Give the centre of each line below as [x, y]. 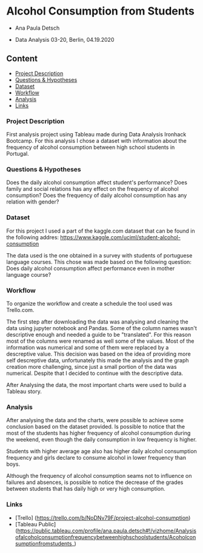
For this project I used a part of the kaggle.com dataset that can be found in [101, 231]
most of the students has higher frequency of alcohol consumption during [98, 433]
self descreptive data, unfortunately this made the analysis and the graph [98, 360]
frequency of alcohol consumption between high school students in [91, 147]
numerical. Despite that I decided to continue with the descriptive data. [95, 373]
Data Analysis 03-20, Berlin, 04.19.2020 [65, 39]
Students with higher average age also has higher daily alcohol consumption [101, 451]
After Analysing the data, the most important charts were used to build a [96, 385]
